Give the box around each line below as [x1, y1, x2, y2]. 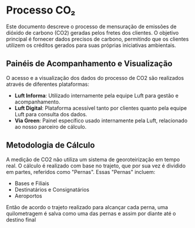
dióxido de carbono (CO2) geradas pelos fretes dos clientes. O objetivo [6, 29, 179, 36]
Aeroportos [14, 192, 42, 199]
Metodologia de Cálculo [6, 140, 95, 150]
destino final [6, 216, 36, 223]
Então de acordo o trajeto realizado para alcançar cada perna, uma [6, 203, 169, 210]
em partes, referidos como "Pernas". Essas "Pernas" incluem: [6, 168, 156, 175]
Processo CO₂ [6, 4, 76, 17]
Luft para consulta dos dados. [14, 110, 88, 118]
